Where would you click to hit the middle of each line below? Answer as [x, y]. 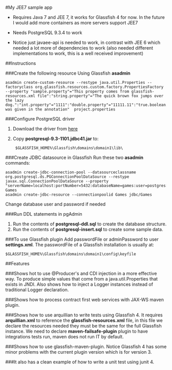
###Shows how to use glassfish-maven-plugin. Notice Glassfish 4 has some [86, 346]
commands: [18, 163]
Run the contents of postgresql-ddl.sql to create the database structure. [90, 224]
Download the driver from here [45, 129]
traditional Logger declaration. [37, 290]
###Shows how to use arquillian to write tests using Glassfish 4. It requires [84, 315]
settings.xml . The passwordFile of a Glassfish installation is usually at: [80, 245]
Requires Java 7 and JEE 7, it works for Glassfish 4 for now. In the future [89, 17]
